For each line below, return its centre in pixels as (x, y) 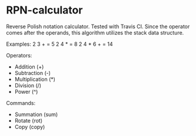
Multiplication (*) (35, 79)
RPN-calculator (44, 10)
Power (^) (26, 91)
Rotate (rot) (29, 120)
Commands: (21, 103)
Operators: (19, 55)
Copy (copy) (30, 127)
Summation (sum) (36, 114)
